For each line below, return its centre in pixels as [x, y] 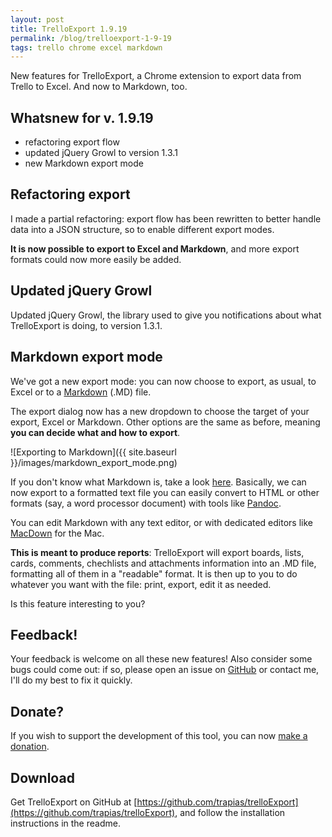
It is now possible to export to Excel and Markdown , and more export [155, 248]
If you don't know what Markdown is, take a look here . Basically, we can [158, 482]
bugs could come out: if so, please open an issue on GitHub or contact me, [165, 670]
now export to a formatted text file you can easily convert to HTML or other [165, 492]
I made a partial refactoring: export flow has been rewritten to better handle [166, 218]
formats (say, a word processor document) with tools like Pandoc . [146, 503]
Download [42, 777]
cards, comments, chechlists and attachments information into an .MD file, [163, 563]
